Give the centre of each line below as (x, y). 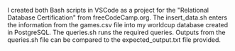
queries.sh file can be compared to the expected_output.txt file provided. (114, 40)
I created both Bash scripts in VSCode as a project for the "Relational (108, 10)
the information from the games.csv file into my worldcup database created (118, 25)
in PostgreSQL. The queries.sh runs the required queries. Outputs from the (116, 32)
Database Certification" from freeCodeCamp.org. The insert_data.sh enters (117, 17)
